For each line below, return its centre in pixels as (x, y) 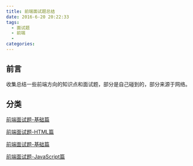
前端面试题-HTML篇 (30, 132)
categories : (20, 44)
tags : (13, 22)
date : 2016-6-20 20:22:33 (37, 17)
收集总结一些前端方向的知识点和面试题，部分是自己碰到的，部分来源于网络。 (98, 84)
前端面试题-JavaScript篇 (36, 156)
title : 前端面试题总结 (31, 11)
